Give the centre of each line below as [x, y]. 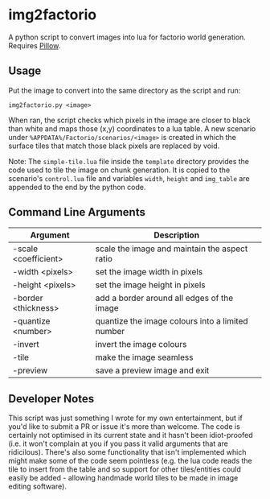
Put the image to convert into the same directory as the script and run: [125, 90]
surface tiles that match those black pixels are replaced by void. [114, 146]
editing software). [37, 487]
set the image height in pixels [150, 285]
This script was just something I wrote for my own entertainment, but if [125, 418]
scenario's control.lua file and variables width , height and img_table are [129, 178]
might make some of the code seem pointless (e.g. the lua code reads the [131, 461]
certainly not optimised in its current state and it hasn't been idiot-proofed [131, 435]
